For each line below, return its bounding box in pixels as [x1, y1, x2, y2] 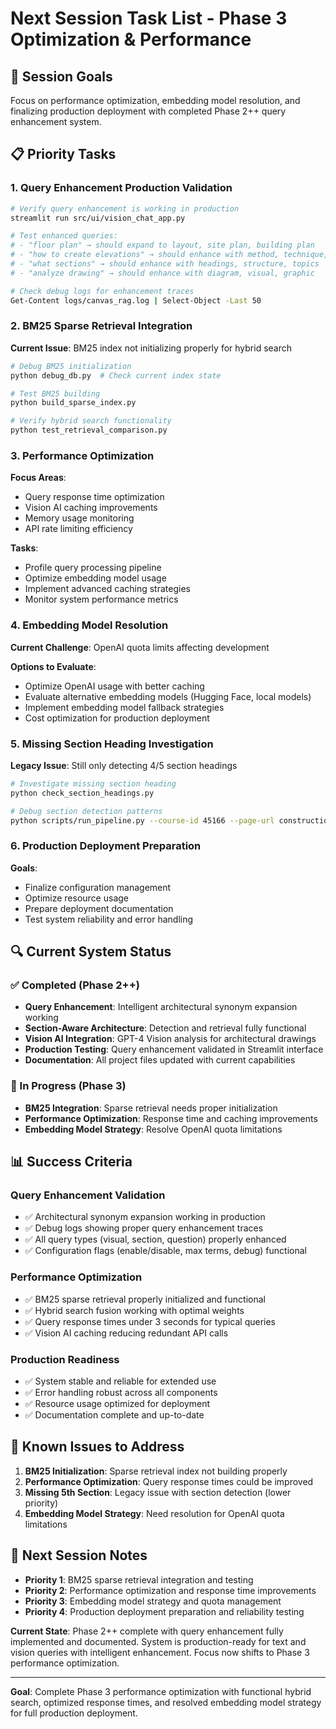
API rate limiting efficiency [24, 523, 133, 535]
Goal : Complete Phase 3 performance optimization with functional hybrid [10, 1685, 312, 1697]
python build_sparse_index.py [10, 398, 137, 408]
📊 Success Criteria [10, 1153, 133, 1171]
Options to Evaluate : [10, 660, 97, 672]
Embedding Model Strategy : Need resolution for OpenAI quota [24, 1507, 285, 1519]
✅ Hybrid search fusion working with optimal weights [24, 1304, 245, 1316]
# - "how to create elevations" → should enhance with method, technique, [10, 250, 329, 260]
